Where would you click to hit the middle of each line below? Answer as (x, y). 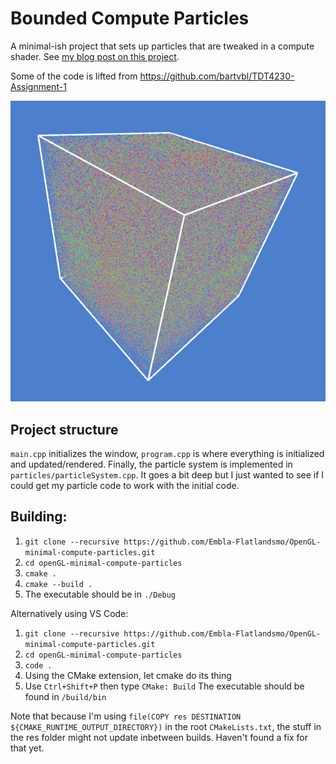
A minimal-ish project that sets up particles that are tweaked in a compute (162, 46)
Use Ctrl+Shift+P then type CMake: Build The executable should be (164, 686)
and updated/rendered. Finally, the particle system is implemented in (151, 464)
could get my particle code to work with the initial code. (125, 486)
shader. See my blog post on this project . (95, 56)
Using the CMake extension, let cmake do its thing (128, 675)
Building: (39, 517)
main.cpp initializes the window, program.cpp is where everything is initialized (167, 454)
